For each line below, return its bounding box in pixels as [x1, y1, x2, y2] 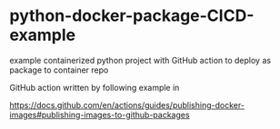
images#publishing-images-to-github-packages [9, 109, 190, 120]
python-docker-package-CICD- [9, 5, 255, 26]
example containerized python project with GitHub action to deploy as [9, 55, 271, 65]
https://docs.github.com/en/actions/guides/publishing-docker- [9, 99, 245, 110]
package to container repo [9, 64, 109, 75]
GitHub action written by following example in [9, 82, 180, 93]
